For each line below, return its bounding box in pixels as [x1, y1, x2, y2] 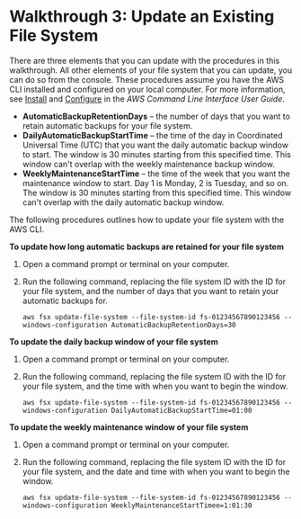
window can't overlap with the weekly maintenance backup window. [22, 158, 276, 169]
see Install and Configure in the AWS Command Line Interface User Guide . [9, 93, 286, 104]
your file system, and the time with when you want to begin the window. [22, 380, 288, 391]
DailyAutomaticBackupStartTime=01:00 [111, 406, 252, 415]
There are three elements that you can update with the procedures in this [9, 55, 280, 66]
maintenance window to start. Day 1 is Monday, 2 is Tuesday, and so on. [22, 177, 289, 188]
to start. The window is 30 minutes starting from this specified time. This [22, 148, 292, 159]
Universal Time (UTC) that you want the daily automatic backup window [22, 139, 289, 150]
